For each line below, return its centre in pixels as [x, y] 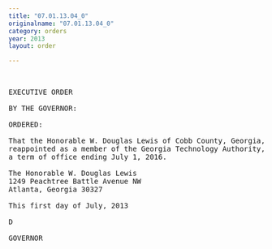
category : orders [38, 31]
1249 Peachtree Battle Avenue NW [75, 182]
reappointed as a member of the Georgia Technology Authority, [137, 149]
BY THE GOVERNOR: [43, 109]
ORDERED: [26, 125]
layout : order [32, 46]
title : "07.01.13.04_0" [49, 16]
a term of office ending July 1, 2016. [88, 157]
